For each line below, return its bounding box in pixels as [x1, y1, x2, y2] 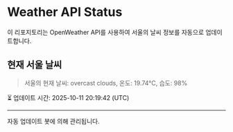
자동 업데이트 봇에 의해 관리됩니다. [7, 117, 100, 125]
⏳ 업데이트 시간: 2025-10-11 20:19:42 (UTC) [7, 93, 130, 101]
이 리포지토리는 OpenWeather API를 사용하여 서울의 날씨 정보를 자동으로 [7, 28, 205, 36]
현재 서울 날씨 [7, 59, 62, 71]
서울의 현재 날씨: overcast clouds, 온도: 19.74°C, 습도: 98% [24, 79, 188, 87]
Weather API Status [7, 4, 123, 20]
